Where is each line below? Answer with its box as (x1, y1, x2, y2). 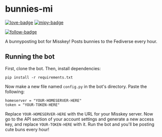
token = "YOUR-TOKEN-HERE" (5, 102, 60, 107)
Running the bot (5, 53, 55, 61)
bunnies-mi (5, 3, 53, 15)
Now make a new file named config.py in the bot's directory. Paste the (5, 83, 147, 89)
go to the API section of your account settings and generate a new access (5, 116, 154, 122)
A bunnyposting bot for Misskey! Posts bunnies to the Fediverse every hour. (5, 38, 158, 44)
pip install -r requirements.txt (5, 75, 73, 80)
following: (5, 89, 25, 95)
